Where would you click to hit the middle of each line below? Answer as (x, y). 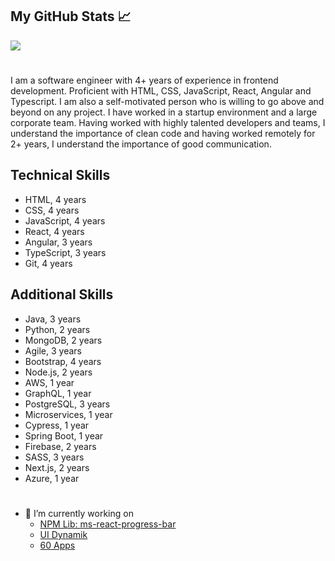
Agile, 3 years (53, 350)
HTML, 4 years (55, 199)
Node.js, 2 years (58, 372)
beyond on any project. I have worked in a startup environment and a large (164, 112)
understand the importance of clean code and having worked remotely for (163, 133)
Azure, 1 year (52, 478)
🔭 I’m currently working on (79, 513)
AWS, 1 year (49, 382)
